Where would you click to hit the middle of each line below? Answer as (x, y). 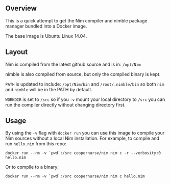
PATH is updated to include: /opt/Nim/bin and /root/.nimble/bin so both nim (85, 84)
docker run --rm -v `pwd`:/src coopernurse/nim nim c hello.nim (75, 176)
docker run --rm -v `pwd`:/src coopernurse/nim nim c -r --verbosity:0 (83, 153)
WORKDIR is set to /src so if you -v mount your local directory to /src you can (85, 99)
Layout (17, 52)
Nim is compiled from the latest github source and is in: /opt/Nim (73, 64)
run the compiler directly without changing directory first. (66, 104)
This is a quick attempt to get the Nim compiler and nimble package (76, 20)
